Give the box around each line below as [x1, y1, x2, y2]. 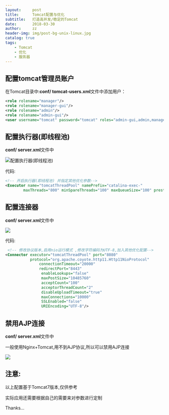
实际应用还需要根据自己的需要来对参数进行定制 [5, 394, 102, 401]
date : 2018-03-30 [5, 21, 55, 27]
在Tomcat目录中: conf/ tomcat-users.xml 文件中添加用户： [5, 89, 126, 95]
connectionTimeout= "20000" [39, 262, 96, 267]
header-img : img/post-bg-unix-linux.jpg [5, 31, 92, 36]
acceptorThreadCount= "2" [41, 285, 94, 290]
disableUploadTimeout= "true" [41, 289, 102, 295]
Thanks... [5, 404, 25, 411]
